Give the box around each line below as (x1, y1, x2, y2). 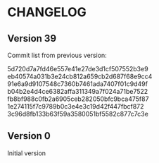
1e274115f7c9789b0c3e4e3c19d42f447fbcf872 (7, 102, 144, 110)
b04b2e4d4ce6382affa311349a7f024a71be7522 (7, 87, 148, 95)
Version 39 (7, 32, 57, 44)
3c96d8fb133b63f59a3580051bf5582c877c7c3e (7, 110, 149, 118)
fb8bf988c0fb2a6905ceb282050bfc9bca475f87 (7, 95, 149, 103)
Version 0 (7, 130, 51, 142)
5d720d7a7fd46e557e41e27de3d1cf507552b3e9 (7, 65, 149, 73)
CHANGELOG (7, 4, 87, 20)
